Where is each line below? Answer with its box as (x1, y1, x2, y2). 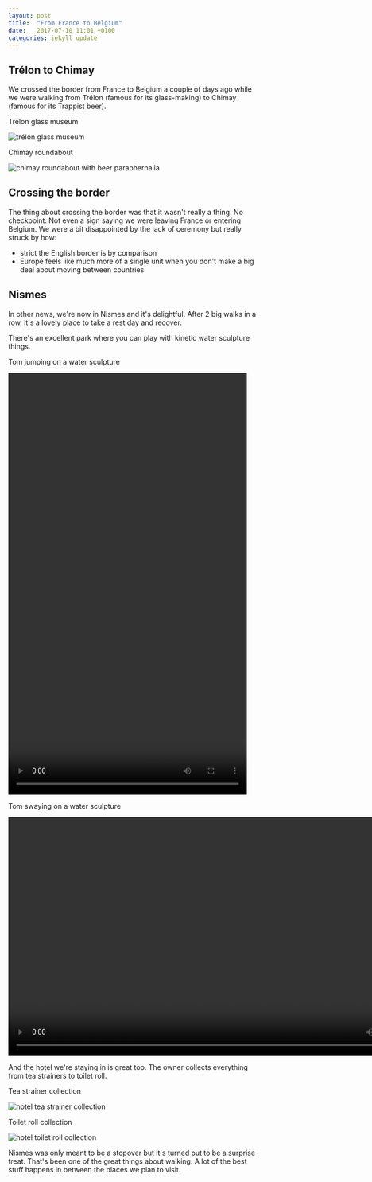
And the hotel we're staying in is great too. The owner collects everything (8, 1062, 249, 1071)
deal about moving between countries (19, 264, 145, 275)
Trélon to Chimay (8, 63, 95, 76)
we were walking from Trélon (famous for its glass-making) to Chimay (8, 93, 237, 103)
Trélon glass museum (8, 117, 79, 127)
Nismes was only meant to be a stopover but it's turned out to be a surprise (8, 1148, 256, 1157)
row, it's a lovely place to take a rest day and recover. (8, 318, 183, 327)
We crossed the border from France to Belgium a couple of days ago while (8, 84, 253, 94)
